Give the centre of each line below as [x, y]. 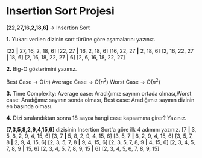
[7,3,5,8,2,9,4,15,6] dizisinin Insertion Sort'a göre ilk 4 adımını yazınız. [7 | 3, [101, 129]
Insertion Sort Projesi [60, 11]
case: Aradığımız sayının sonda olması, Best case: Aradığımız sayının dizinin [100, 100]
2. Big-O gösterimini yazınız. [42, 69]
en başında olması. [30, 106]
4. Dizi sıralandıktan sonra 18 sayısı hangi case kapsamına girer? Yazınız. [96, 118]
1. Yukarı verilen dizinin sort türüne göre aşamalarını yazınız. [81, 39]
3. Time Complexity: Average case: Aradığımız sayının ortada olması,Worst [99, 93]
